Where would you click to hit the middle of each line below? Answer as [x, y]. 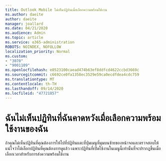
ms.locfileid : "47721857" [32, 93]
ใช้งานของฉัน [27, 129]
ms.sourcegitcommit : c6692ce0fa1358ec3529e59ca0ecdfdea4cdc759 [72, 75]
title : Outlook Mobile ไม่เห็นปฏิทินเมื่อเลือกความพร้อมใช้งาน [56, 10]
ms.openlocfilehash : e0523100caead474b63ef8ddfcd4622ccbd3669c [72, 70]
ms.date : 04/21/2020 [27, 28]
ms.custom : [16, 56]
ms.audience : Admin [25, 33]
